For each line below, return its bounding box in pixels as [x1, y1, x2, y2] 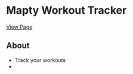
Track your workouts [14, 56, 66, 63]
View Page [6, 23, 33, 30]
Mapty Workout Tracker [6, 4, 127, 17]
